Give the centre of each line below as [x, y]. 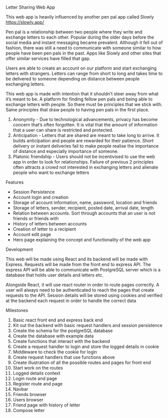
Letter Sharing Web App [30, 7]
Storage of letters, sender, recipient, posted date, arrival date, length [83, 208]
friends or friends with [36, 218]
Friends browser [30, 394]
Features [15, 182]
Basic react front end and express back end [58, 320]
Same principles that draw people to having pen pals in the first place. [78, 110]
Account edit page [32, 234]
